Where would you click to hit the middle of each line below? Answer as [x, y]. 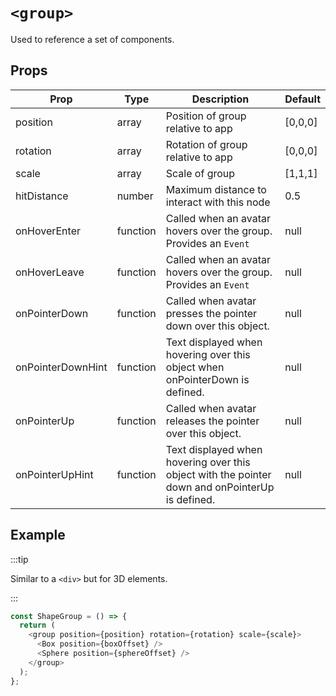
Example [38, 535]
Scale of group [200, 173]
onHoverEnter [48, 231]
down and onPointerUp [220, 487]
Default [302, 99]
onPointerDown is [207, 379]
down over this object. [217, 326]
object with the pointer [218, 474]
